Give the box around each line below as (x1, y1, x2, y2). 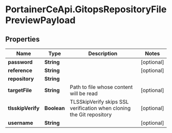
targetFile (8, 87, 32, 94)
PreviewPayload (5, 14, 76, 26)
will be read (70, 90, 98, 97)
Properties (5, 35, 40, 43)
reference (8, 67, 32, 74)
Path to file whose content (70, 83, 133, 91)
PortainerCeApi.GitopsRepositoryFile (5, 4, 167, 15)
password (8, 59, 33, 65)
